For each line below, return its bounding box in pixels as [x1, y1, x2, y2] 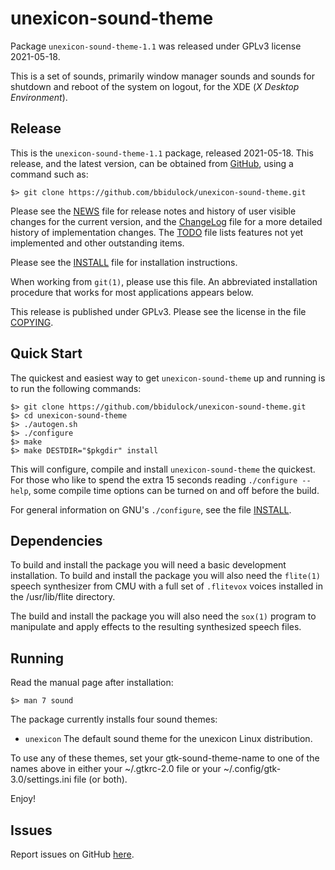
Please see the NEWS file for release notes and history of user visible [10, 205, 297, 217]
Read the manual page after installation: [10, 677, 174, 689]
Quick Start [10, 345, 83, 362]
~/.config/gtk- [223, 763, 282, 775]
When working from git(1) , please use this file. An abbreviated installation [10, 275, 318, 287]
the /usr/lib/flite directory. [10, 591, 116, 603]
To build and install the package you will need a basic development [10, 559, 287, 571]
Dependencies [10, 532, 103, 549]
